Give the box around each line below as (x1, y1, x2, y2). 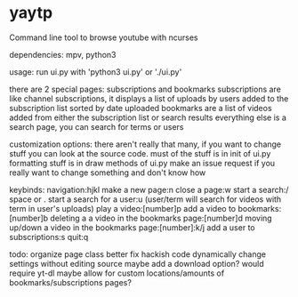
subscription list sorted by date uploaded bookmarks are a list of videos (9, 102, 273, 113)
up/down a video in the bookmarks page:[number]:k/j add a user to (9, 221, 255, 233)
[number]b (9, 213, 49, 223)
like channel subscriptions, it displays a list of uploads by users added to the (9, 92, 289, 104)
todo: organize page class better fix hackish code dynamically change (9, 248, 267, 260)
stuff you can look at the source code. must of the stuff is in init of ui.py (9, 148, 271, 158)
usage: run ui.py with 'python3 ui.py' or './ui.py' (9, 66, 182, 77)
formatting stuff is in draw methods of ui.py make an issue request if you (9, 157, 276, 168)
